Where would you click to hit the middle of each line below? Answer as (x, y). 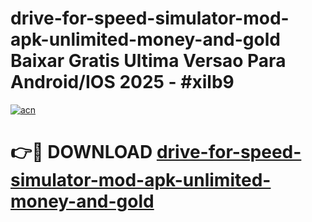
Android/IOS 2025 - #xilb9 (122, 82)
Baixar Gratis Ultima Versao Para (148, 61)
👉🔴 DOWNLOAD (81, 152)
